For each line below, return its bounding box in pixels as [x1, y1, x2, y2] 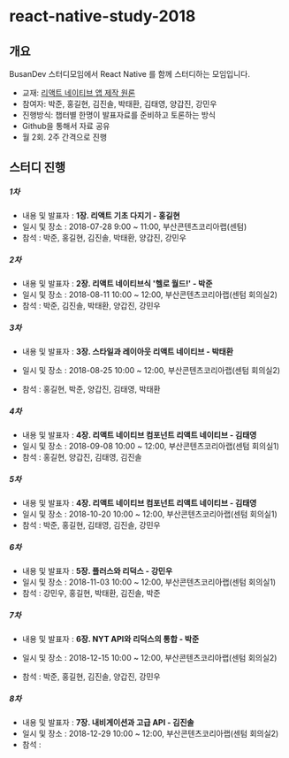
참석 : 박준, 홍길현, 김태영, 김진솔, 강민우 [21, 520, 161, 531]
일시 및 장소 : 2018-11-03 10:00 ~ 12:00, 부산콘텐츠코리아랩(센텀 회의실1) [21, 577, 277, 587]
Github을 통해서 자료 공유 [21, 121, 110, 131]
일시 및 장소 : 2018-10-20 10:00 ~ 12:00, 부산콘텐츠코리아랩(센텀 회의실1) [21, 509, 278, 519]
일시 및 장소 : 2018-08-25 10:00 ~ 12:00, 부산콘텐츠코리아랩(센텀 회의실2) [21, 365, 281, 376]
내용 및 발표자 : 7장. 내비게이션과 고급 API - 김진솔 [21, 717, 194, 728]
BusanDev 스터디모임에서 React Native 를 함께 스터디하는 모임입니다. [9, 69, 250, 79]
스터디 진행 [9, 160, 66, 175]
